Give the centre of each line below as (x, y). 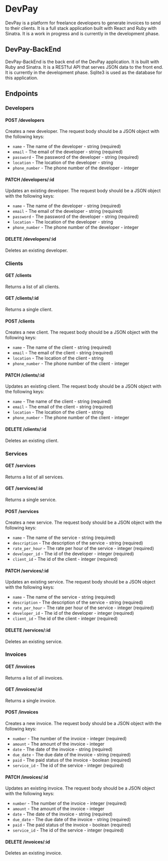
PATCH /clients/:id (25, 375)
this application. (22, 78)
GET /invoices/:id (24, 689)
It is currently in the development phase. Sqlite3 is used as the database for (84, 72)
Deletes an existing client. (32, 440)
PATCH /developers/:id (30, 179)
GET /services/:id (24, 488)
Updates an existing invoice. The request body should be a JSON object (80, 788)
